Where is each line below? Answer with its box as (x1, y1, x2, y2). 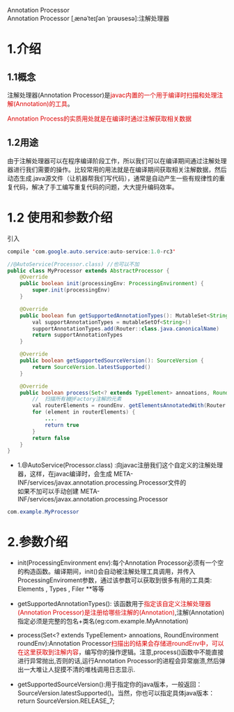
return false (32, 434, 70, 441)
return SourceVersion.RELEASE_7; (17, 697, 115, 705)
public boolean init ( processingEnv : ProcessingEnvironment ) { (19, 280, 204, 287)
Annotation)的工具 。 (15, 100, 74, 107)
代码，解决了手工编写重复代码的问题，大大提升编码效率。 (13, 183, 178, 191)
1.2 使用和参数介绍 (7, 210, 113, 225)
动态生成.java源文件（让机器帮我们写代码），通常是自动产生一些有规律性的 (7, 174, 219, 182)
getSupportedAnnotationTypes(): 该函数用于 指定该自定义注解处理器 (17, 600, 211, 608)
